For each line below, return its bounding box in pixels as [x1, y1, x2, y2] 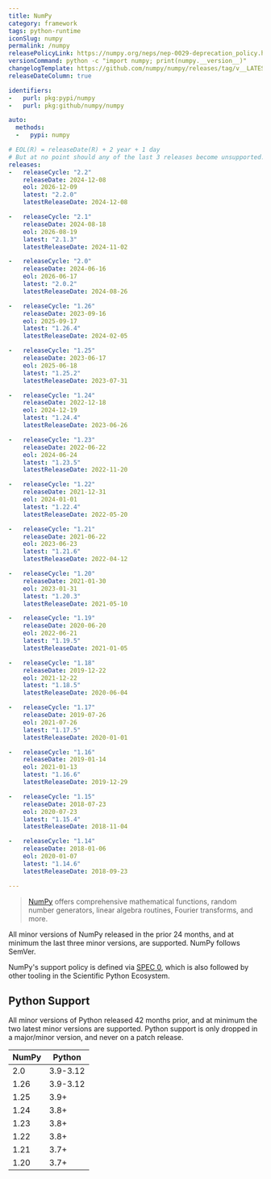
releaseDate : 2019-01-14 [23, 756, 106, 764]
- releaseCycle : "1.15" [8, 792, 95, 800]
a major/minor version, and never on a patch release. [8, 1033, 184, 1043]
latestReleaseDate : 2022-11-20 [23, 466, 128, 474]
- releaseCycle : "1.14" [8, 837, 95, 845]
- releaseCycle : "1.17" [8, 703, 95, 711]
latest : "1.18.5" [23, 682, 81, 690]
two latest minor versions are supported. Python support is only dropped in [8, 1024, 258, 1034]
